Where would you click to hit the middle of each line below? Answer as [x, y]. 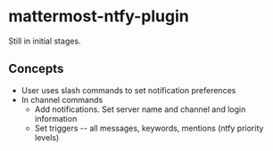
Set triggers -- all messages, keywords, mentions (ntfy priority [149, 128]
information [56, 118]
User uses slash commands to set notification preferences [128, 90]
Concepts [36, 69]
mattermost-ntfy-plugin [99, 16]
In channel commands [62, 99]
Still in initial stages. [45, 41]
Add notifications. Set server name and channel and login [140, 109]
